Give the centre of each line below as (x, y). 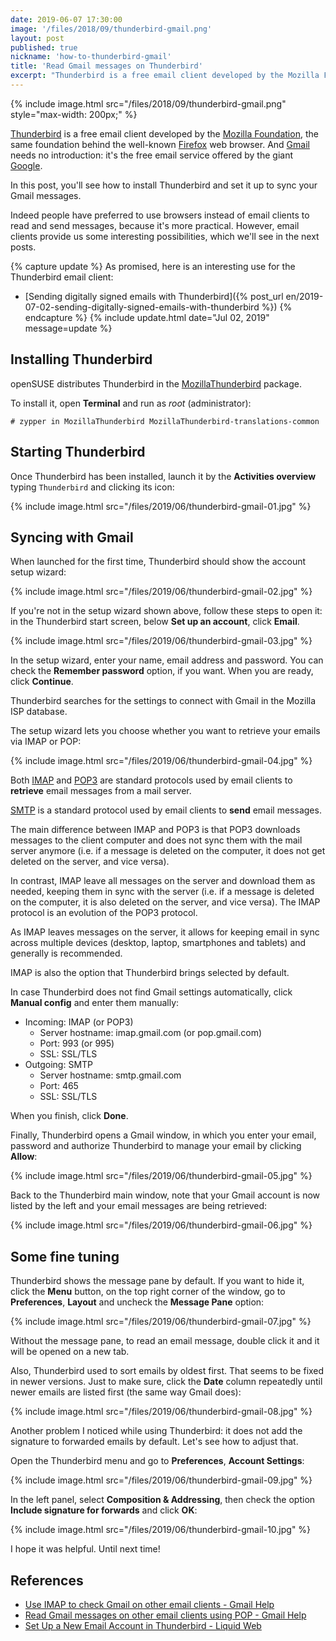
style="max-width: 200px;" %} (74, 114)
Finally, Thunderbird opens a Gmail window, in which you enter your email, (163, 1135)
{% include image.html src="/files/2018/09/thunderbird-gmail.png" (148, 103)
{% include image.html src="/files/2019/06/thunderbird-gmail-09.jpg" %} (161, 1480)
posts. (23, 247)
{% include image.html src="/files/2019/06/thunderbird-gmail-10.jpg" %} (161, 1530)
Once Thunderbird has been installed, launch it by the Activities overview (163, 476)
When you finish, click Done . (69, 1116)
